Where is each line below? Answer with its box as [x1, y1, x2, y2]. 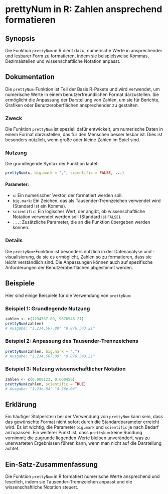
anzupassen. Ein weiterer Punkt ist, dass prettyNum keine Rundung [5, 430, 142, 436]
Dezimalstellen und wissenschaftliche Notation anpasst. [5, 58, 121, 64]
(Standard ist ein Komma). [12, 203, 67, 209]
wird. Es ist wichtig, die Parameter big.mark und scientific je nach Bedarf [5, 424, 159, 430]
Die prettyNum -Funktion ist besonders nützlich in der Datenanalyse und [5, 248, 152, 254]
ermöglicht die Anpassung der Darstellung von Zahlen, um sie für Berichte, [5, 96, 159, 103]
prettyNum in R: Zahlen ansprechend [5, 4, 162, 15]
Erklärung [5, 400, 37, 409]
